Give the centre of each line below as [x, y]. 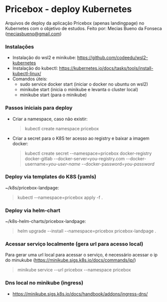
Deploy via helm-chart [33, 210]
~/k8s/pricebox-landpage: [32, 188]
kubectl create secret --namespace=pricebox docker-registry [88, 153]
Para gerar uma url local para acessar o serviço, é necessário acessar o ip [82, 255]
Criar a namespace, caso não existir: [50, 119]
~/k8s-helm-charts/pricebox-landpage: [46, 221]
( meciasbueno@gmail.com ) [33, 34]
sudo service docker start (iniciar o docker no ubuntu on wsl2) [84, 84]
